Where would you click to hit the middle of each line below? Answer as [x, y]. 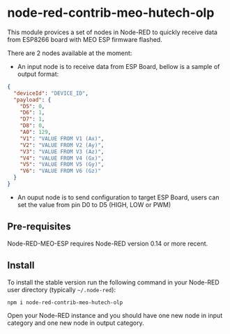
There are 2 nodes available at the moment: [70, 53]
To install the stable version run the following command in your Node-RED [113, 282]
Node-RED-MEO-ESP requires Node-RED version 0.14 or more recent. [108, 243]
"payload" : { [32, 100]
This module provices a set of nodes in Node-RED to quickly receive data [113, 32]
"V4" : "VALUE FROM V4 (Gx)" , [62, 158]
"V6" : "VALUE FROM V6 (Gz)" [60, 171]
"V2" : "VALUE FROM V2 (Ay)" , [62, 145]
